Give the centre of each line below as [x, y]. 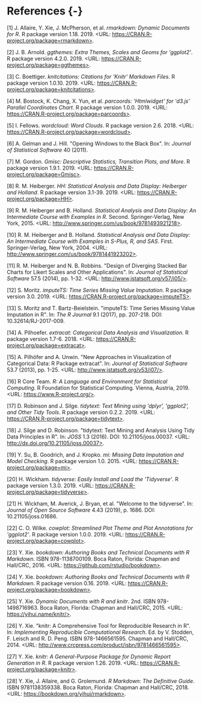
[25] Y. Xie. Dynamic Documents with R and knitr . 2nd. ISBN [81, 601]
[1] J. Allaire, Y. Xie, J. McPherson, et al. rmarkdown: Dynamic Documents [98, 28]
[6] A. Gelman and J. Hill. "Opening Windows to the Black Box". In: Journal [99, 143]
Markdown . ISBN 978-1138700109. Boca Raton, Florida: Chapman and [93, 559]
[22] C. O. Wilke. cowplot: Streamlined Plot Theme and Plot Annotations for [100, 528]
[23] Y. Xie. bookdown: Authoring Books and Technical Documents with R [98, 552]
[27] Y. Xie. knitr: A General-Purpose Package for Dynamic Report [89, 656]
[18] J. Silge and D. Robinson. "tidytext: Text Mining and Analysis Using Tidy [101, 430]
